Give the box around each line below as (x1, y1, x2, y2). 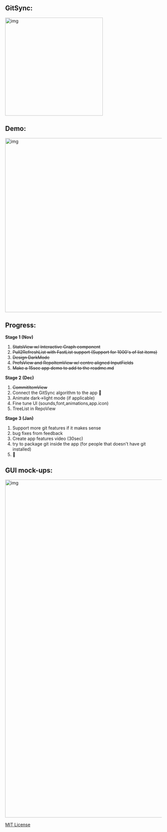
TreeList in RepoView (12, 406, 56, 412)
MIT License (5, 822, 31, 828)
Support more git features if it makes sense (12, 425, 101, 431)
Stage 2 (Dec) (5, 375, 34, 381)
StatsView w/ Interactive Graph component (12, 344, 100, 350)
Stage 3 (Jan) (5, 416, 34, 421)
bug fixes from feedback (12, 430, 63, 436)
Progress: (5, 321, 36, 330)
